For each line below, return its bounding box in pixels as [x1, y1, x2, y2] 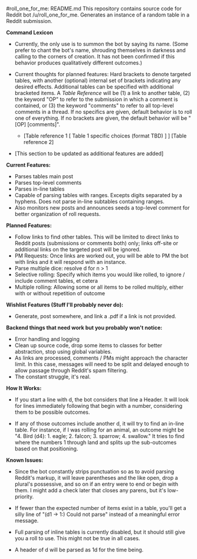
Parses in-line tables [14, 185, 65, 192]
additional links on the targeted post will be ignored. [14, 246, 141, 253]
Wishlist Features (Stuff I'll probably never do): [6, 301, 124, 308]
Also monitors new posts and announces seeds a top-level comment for [14, 204, 190, 211]
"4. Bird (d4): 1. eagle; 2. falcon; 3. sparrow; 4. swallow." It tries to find [14, 433, 185, 439]
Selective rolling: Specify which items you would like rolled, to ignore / [14, 271, 185, 278]
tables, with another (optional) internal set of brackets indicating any [14, 77, 181, 84]
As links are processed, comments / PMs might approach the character [14, 354, 188, 361]
